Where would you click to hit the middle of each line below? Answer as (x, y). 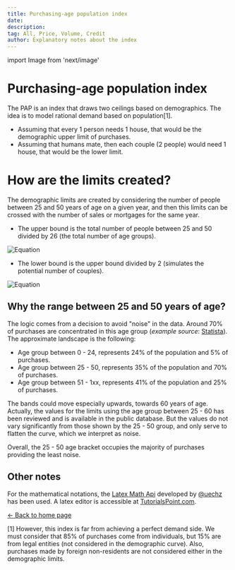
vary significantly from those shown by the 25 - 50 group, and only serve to (117, 426)
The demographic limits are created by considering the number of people (114, 200)
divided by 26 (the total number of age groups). (87, 236)
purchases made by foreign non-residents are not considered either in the (115, 551)
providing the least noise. (44, 454)
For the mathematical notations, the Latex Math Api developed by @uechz (115, 494)
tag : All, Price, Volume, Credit (56, 34)
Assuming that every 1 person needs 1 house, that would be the (110, 129)
